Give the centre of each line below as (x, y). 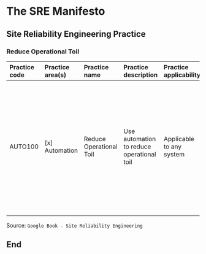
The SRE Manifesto (56, 11)
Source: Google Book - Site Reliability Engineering (74, 225)
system (174, 154)
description (141, 75)
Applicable (179, 139)
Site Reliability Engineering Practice (76, 34)
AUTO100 (24, 147)
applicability (182, 75)
